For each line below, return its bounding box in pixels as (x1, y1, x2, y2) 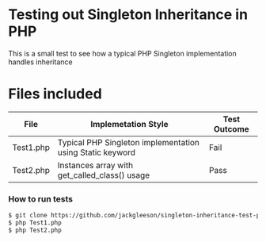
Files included (8, 85, 103, 103)
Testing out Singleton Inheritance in (8, 6, 248, 24)
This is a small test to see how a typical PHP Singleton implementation (8, 48, 237, 58)
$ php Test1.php (8, 219, 62, 227)
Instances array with (57, 159, 133, 171)
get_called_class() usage (57, 169, 150, 180)
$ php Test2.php (8, 226, 62, 234)
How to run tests (8, 193, 74, 204)
